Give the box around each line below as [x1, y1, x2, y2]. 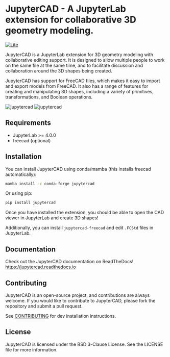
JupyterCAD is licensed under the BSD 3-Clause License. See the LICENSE [5, 341, 163, 347]
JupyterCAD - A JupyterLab [5, 3, 126, 15]
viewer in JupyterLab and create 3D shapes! [5, 215, 99, 221]
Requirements [5, 118, 51, 127]
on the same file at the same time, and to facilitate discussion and [5, 62, 143, 68]
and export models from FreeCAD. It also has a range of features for [5, 83, 149, 89]
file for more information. [5, 346, 58, 352]
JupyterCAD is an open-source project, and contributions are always [5, 292, 150, 298]
